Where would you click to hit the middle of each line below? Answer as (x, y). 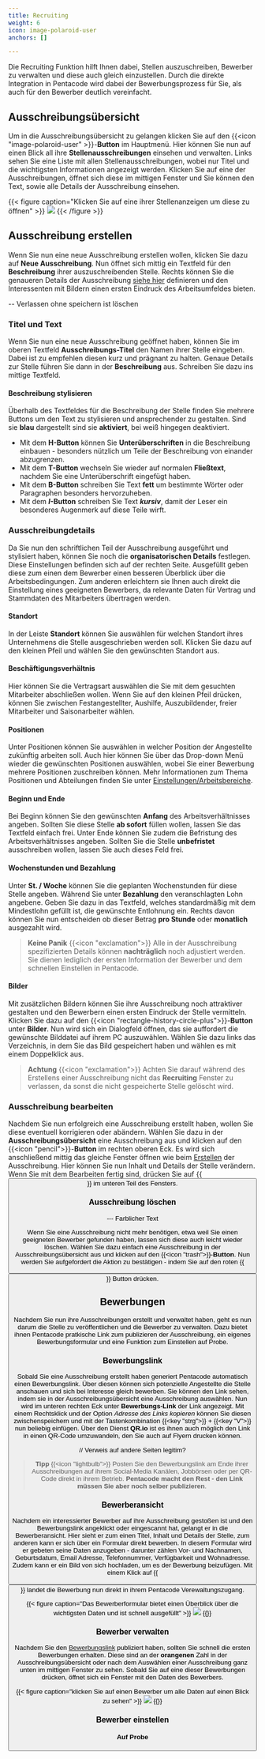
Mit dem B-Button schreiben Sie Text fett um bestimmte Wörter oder (131, 485)
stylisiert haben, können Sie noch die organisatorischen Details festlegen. (129, 556)
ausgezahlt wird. (35, 927)
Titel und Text (35, 324)
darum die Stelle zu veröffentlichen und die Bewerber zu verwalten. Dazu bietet (132, 1327)
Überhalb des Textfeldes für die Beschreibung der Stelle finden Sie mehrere (131, 411)
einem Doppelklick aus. (46, 1054)
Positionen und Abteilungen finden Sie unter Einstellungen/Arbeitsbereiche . (131, 781)
